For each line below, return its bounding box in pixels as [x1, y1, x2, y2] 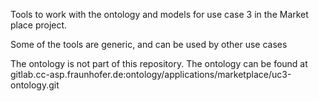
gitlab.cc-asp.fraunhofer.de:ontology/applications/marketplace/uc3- [10, 69, 292, 80]
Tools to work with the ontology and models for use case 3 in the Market [10, 9, 309, 20]
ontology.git [10, 79, 60, 91]
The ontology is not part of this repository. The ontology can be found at [10, 58, 308, 69]
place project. [10, 19, 68, 31]
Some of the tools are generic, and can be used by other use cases [10, 39, 288, 50]
